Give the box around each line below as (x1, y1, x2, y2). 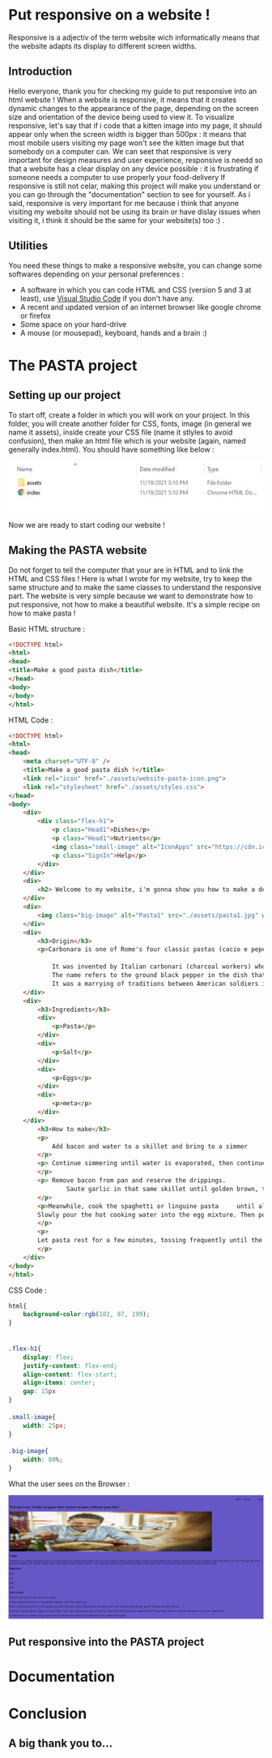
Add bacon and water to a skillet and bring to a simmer (51, 1142, 249, 1151)
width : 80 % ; (23, 1456, 63, 1464)
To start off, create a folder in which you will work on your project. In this (8, 409, 250, 419)
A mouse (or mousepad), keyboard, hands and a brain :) (19, 328, 208, 337)
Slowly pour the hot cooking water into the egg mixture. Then (37, 1211, 255, 1219)
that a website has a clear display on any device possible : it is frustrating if (8, 164, 259, 174)
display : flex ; (23, 1353, 74, 1361)
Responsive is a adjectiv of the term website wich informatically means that (8, 32, 260, 42)
